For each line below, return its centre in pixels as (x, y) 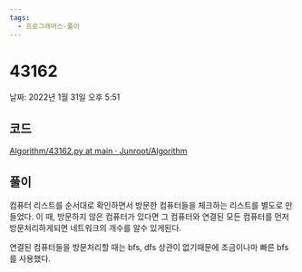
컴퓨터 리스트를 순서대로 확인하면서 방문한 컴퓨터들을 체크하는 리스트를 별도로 (146, 206)
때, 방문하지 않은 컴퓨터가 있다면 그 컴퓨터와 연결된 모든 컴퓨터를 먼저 (167, 217)
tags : (19, 18)
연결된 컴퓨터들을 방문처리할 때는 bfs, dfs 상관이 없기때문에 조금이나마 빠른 (142, 248)
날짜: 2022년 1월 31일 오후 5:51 (65, 97)
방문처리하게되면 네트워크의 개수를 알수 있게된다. (96, 228)
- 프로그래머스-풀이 (49, 26)
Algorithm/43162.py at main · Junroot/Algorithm (98, 151)
